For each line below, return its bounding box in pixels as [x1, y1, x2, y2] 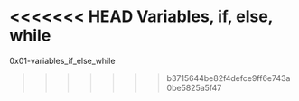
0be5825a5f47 [166, 82, 222, 93]
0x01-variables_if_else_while [9, 55, 116, 66]
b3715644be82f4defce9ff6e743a [166, 72, 291, 83]
